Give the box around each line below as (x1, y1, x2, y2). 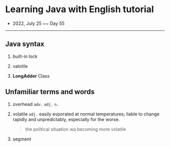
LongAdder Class (12, 72, 50, 79)
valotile (12, 63, 28, 69)
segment (12, 136, 31, 142)
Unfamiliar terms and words (5, 88, 95, 96)
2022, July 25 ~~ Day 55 (12, 20, 65, 26)
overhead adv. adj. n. (12, 101, 59, 107)
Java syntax (5, 40, 45, 49)
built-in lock (12, 53, 38, 59)
